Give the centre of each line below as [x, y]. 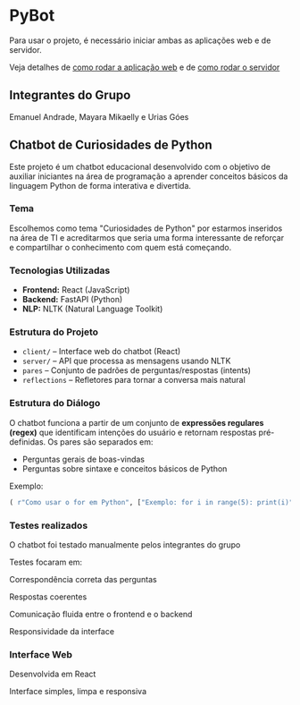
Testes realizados [49, 525]
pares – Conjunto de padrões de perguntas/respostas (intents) [137, 370]
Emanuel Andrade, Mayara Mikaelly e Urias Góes [99, 116]
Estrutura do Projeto [54, 332]
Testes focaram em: [46, 562]
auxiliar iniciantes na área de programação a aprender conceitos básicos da [149, 176]
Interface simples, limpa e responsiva [78, 692]
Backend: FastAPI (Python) [72, 300]
